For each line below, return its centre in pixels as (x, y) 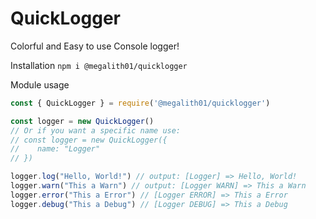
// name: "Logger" (55, 149)
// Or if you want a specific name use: (96, 130)
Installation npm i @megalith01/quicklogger (99, 65)
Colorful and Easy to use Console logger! (95, 46)
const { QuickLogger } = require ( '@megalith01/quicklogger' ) (140, 103)
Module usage (40, 84)
